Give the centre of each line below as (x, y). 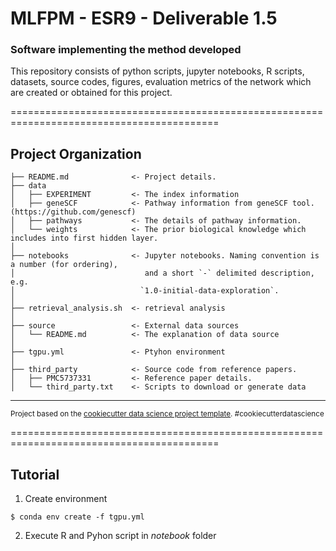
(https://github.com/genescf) (73, 212)
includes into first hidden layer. (84, 238)
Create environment (66, 499)
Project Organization (76, 153)
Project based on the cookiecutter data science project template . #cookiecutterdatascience (167, 414)
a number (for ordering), (64, 265)
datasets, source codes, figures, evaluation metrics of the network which (161, 82)
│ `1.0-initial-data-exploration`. (145, 291)
